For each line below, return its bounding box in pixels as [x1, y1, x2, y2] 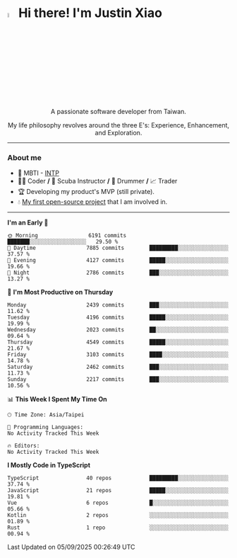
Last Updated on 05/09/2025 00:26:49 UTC [7, 543, 135, 552]
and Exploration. [95, 129, 142, 137]
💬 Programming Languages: [7, 423, 83, 431]
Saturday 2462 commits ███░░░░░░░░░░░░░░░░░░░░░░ [7, 363, 229, 371]
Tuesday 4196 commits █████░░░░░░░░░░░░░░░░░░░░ [7, 314, 229, 321]
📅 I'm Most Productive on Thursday [7, 288, 114, 297]
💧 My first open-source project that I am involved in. [17, 198, 168, 206]
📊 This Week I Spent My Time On [7, 395, 107, 404]
